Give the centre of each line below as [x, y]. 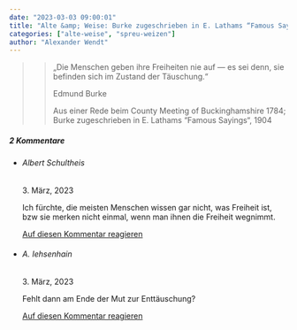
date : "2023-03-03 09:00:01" [63, 17]
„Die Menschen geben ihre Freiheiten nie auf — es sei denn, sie [168, 67]
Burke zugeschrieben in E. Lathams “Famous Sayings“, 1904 [162, 120]
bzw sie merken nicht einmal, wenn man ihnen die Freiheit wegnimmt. [148, 217]
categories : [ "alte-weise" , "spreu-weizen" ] [92, 34]
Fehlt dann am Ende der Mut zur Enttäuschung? [109, 299]
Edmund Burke [80, 94]
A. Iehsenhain [47, 254]
